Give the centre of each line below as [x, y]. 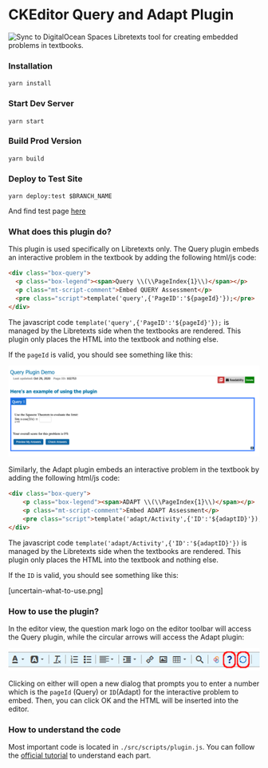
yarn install [30, 84]
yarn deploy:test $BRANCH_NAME [60, 196]
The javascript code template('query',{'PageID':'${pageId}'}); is [119, 322]
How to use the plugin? [54, 611]
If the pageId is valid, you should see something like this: [100, 354]
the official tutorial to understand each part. [80, 755]
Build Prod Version [45, 141]
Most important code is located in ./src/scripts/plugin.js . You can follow [132, 746]
